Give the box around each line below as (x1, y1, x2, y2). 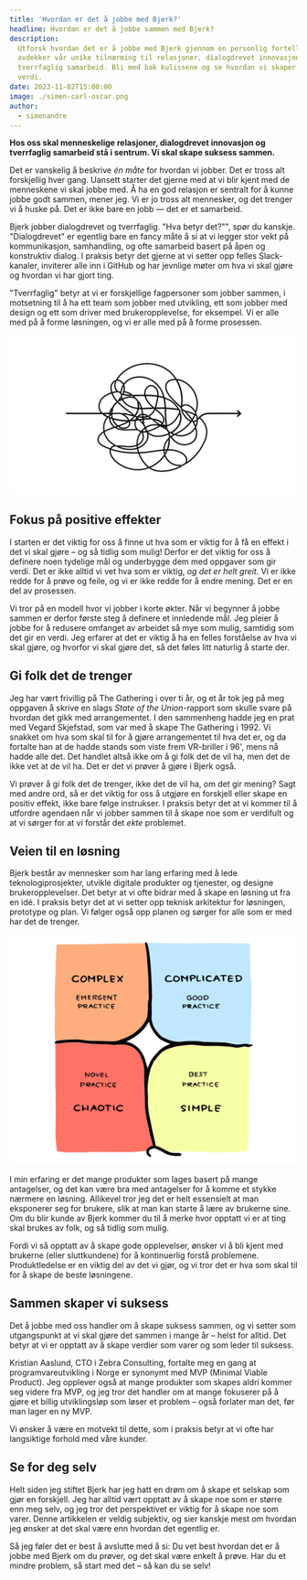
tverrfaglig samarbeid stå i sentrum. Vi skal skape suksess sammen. (9, 147, 276, 158)
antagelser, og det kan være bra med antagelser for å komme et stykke (9, 1184, 277, 1194)
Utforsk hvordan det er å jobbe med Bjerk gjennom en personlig (17, 44, 268, 53)
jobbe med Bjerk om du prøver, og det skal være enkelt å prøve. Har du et (9, 1550, 286, 1561)
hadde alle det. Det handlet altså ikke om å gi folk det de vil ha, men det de (9, 751, 291, 762)
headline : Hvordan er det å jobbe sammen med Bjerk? (9, 24, 215, 34)
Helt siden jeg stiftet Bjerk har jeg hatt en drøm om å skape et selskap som (9, 1484, 290, 1495)
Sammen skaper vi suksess (9, 1296, 169, 1311)
